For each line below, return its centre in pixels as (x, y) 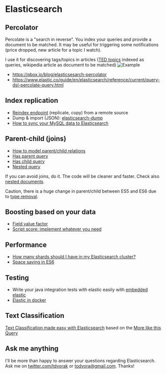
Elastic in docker (29, 300)
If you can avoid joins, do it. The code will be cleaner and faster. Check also (82, 176)
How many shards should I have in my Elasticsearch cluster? (74, 257)
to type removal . (22, 196)
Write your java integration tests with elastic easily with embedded (80, 290)
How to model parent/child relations (49, 150)
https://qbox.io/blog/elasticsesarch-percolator (59, 75)
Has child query (28, 161)
